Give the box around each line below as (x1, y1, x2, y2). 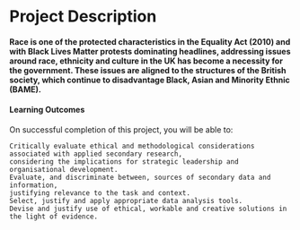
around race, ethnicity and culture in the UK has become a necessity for (9, 55, 283, 66)
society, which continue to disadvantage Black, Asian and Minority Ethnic (9, 74, 290, 85)
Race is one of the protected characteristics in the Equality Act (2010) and (9, 36, 291, 47)
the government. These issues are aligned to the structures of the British (9, 64, 287, 75)
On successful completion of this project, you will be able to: (9, 124, 234, 135)
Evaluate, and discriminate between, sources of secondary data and (9, 173, 271, 182)
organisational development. (9, 165, 119, 174)
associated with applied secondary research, (9, 149, 182, 158)
